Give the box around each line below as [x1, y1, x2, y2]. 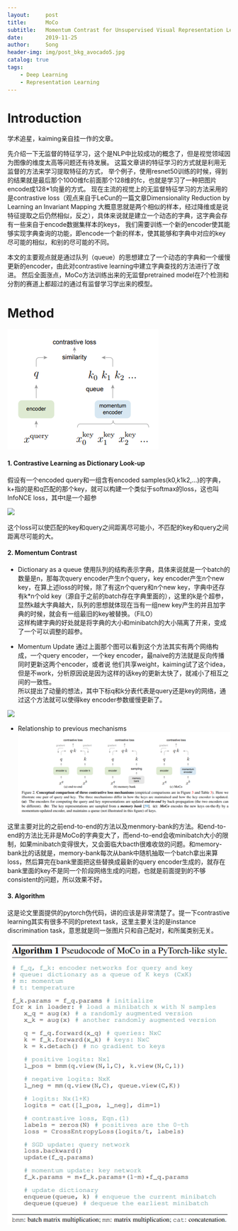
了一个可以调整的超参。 [17, 627, 86, 636]
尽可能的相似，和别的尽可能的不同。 [7, 238, 113, 247]
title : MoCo [7, 18, 59, 26]
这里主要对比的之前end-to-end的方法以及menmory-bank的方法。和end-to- [7, 822, 227, 831]
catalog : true [7, 57, 50, 64]
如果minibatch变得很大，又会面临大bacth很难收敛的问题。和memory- [19, 840, 222, 848]
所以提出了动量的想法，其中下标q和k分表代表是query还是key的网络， [17, 686, 220, 695]
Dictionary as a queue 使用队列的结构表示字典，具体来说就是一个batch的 [17, 565, 230, 573]
